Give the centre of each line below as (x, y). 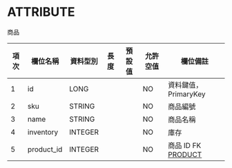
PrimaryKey (187, 94)
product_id (45, 149)
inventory (43, 132)
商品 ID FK (185, 145)
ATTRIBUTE (41, 12)
